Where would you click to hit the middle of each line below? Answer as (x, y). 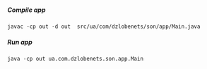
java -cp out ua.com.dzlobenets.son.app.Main (75, 59)
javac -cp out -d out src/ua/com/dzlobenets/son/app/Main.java (104, 26)
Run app (20, 42)
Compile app (26, 10)
